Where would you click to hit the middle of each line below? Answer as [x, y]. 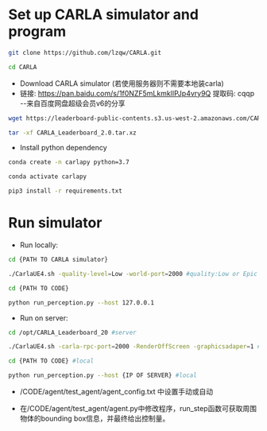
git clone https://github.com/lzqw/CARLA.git [85, 52]
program [37, 31]
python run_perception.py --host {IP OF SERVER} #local [103, 375]
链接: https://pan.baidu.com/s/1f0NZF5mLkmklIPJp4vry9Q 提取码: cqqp [137, 93]
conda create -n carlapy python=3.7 [69, 162]
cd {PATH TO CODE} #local [51, 361]
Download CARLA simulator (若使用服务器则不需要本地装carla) [122, 83]
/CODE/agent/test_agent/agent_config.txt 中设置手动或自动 [116, 392]
